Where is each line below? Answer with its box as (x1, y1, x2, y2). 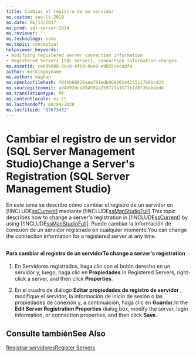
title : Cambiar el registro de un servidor (6, 8, 114, 15)
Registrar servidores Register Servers (6, 344, 96, 351)
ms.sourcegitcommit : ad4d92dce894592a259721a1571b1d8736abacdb (6, 85, 164, 91)
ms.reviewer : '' (6, 31, 46, 36)
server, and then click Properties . (31, 275, 113, 282)
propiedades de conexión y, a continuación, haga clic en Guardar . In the (14, 299, 188, 306)
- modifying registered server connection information (6, 52, 143, 58)
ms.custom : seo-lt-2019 (6, 14, 65, 20)
